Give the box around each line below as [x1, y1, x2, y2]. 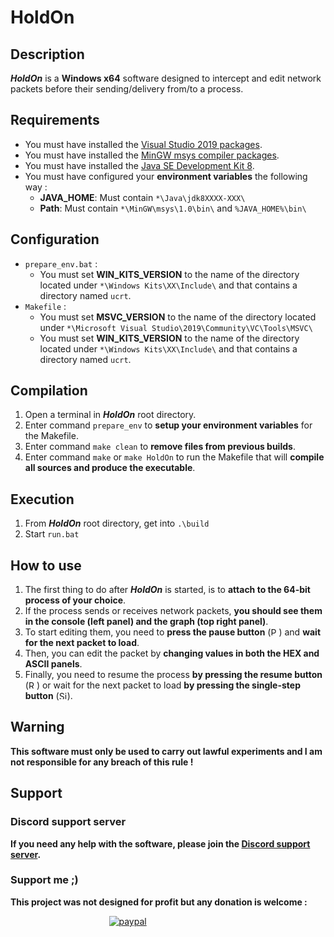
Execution [10, 491, 75, 508]
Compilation [10, 382, 88, 400]
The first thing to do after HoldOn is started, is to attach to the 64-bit [24, 584, 311, 596]
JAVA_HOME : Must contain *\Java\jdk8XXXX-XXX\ [39, 191, 246, 203]
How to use [10, 557, 82, 574]
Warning [10, 719, 65, 736]
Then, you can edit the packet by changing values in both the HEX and [24, 647, 320, 660]
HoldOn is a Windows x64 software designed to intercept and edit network [10, 72, 322, 84]
